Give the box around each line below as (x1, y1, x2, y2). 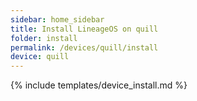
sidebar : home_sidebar (10, 14, 105, 25)
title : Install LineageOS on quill (10, 24, 159, 34)
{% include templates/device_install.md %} (10, 79, 188, 91)
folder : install (10, 33, 78, 43)
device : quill (10, 52, 70, 62)
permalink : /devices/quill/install (10, 42, 159, 53)
